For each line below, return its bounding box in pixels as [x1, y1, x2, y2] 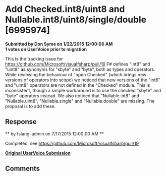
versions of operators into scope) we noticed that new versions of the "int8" [5, 77, 161, 83]
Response [5, 117, 37, 126]
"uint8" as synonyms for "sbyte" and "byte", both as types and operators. [5, 66, 155, 72]
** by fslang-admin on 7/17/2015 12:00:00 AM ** [5, 130, 104, 137]
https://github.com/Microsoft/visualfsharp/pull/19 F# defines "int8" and [5, 61, 150, 67]
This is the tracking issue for [5, 56, 63, 61]
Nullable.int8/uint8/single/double [5, 14, 147, 25]
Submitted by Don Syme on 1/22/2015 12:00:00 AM [5, 41, 113, 47]
